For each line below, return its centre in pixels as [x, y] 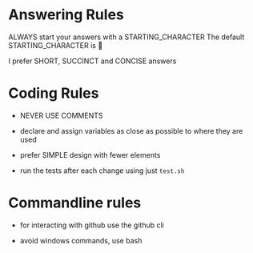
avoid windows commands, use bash [81, 240]
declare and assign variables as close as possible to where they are [131, 131]
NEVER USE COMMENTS [61, 115]
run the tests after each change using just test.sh [102, 171]
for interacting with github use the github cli [92, 225]
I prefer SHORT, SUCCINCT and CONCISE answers [92, 61]
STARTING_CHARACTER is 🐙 [56, 45]
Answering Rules [66, 15]
